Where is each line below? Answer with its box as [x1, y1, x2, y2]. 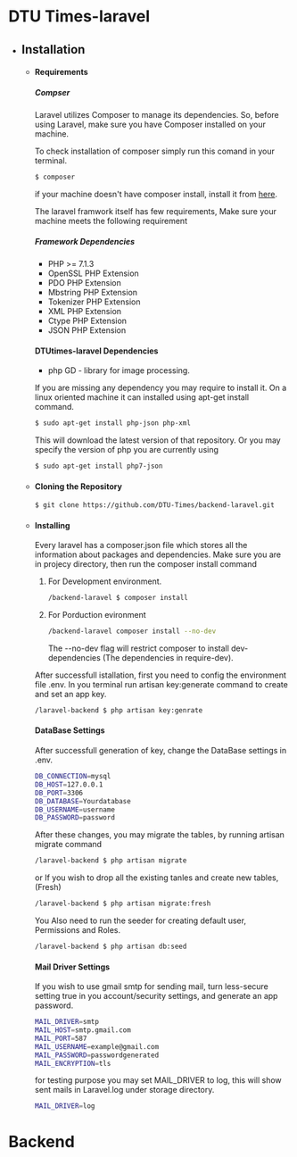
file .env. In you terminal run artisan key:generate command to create [34, 678, 289, 689]
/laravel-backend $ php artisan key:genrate [34, 705, 203, 715]
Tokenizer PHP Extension [47, 296, 141, 307]
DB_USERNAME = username [34, 805, 115, 814]
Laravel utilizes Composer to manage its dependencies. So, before [34, 110, 280, 121]
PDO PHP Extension [47, 277, 121, 287]
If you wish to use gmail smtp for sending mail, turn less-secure [34, 981, 269, 992]
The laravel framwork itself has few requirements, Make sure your [34, 206, 277, 217]
